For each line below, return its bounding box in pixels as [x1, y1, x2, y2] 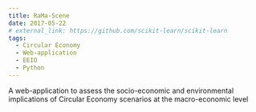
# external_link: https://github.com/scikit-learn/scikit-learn [8, 26, 228, 34]
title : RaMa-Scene [8, 11, 70, 20]
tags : [8, 34, 26, 42]
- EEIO [15, 57, 38, 65]
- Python [15, 64, 45, 72]
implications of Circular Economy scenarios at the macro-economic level [8, 94, 249, 104]
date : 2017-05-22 [8, 19, 67, 27]
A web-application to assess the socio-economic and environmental [8, 86, 234, 95]
